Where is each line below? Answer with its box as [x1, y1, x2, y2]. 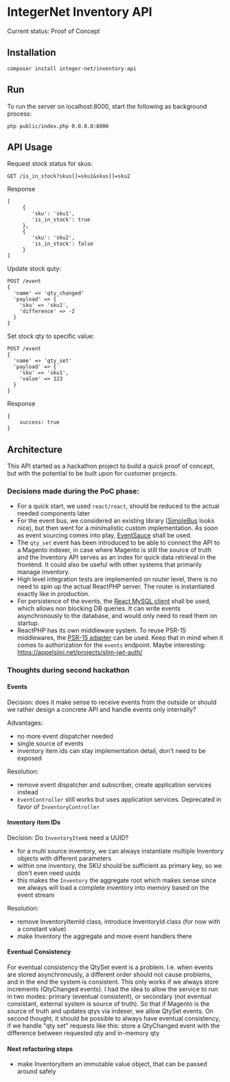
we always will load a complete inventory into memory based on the [16, 883, 209, 891]
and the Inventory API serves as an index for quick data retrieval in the [16, 553, 216, 562]
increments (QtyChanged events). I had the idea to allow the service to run [7, 985, 218, 993]
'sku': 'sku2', [32, 235, 76, 242]
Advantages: [7, 719, 43, 727]
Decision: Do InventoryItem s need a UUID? [7, 834, 129, 842]
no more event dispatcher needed [16, 732, 113, 740]
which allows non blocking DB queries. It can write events [16, 604, 181, 613]
